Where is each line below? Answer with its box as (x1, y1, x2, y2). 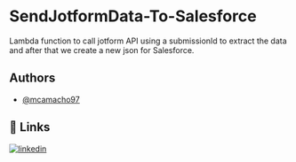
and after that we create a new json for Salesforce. (9, 44, 195, 55)
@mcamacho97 (21, 94, 80, 104)
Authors (9, 71, 56, 86)
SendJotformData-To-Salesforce (9, 6, 257, 27)
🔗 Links (9, 120, 51, 135)
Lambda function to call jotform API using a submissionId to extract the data (9, 35, 287, 46)
